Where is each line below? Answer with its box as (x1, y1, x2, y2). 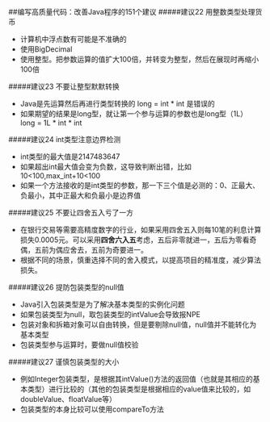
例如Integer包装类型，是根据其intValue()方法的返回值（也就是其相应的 (19, 374, 253, 383)
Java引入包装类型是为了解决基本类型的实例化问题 (19, 299, 186, 309)
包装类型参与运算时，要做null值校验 (19, 340, 139, 349)
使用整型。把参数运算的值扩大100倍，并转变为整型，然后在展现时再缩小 (19, 55, 259, 64)
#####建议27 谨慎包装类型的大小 (8, 357, 120, 366)
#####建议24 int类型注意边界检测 (8, 135, 121, 144)
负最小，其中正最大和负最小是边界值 (19, 190, 141, 200)
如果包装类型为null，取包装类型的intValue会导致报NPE (19, 310, 200, 319)
